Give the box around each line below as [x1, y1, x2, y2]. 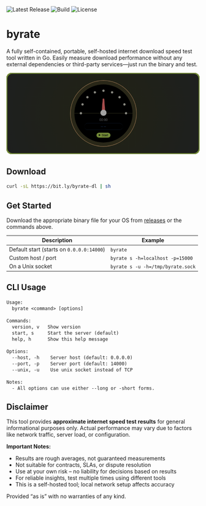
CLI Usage [6, 282, 47, 293]
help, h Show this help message [12, 336, 109, 342]
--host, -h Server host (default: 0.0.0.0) [12, 355, 133, 361]
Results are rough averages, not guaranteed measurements [15, 454, 166, 462]
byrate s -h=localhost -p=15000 [110, 255, 193, 261]
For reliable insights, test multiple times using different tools [15, 474, 166, 481]
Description [42, 237, 72, 244]
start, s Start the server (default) [12, 330, 120, 336]
